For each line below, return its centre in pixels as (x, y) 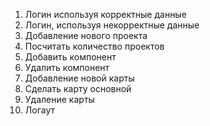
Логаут (40, 110)
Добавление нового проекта (86, 35)
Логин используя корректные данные (105, 14)
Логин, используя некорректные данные (112, 25)
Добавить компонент (70, 57)
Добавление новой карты (79, 78)
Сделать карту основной (78, 88)
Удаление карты (59, 99)
